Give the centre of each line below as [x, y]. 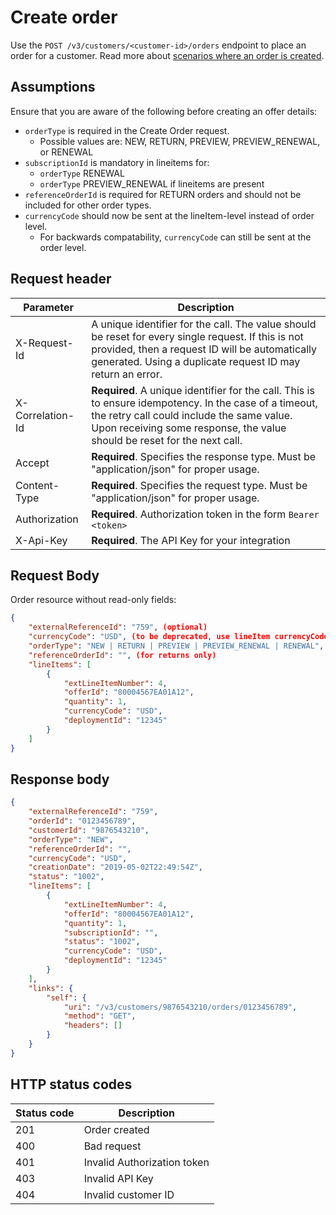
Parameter [49, 307]
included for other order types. [88, 205]
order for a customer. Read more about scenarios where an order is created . [167, 55]
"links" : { [51, 988]
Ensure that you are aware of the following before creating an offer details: [164, 111]
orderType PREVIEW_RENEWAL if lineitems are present [152, 183]
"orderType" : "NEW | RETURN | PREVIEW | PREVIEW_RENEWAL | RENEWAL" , [176, 646]
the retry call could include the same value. [192, 415]
